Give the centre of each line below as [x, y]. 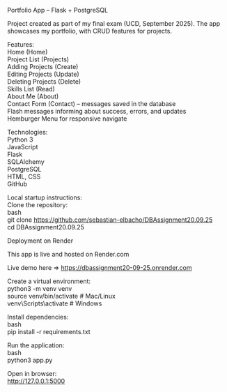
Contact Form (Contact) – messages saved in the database [92, 104]
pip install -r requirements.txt [49, 332]
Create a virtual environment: [49, 281]
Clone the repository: [38, 205]
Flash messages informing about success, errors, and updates [97, 111]
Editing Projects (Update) [44, 74]
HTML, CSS [24, 176]
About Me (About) [33, 96]
